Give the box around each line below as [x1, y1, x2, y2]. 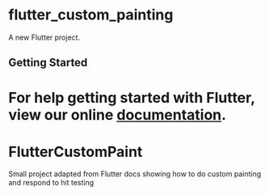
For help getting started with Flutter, [8, 88, 255, 107]
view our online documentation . [8, 105, 227, 124]
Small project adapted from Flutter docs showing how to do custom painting [8, 169, 262, 179]
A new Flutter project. [8, 32, 81, 42]
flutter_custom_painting [8, 6, 174, 24]
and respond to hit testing [8, 178, 95, 188]
